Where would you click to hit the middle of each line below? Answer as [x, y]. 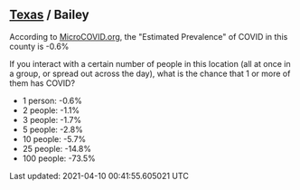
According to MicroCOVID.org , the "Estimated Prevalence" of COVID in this [149, 36]
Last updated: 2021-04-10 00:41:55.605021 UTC [99, 176]
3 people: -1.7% [52, 119]
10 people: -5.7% [54, 138]
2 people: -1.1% [51, 110]
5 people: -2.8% [52, 129]
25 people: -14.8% [57, 148]
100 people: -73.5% [59, 158]
